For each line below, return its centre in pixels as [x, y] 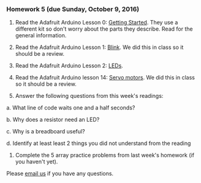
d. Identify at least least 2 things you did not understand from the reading [99, 143]
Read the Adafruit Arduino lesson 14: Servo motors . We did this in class [105, 78]
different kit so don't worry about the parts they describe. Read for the [104, 29]
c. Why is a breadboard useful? [46, 132]
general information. [41, 35]
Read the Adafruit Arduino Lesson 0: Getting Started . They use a [97, 23]
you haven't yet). [36, 162]
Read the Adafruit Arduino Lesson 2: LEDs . [69, 65]
